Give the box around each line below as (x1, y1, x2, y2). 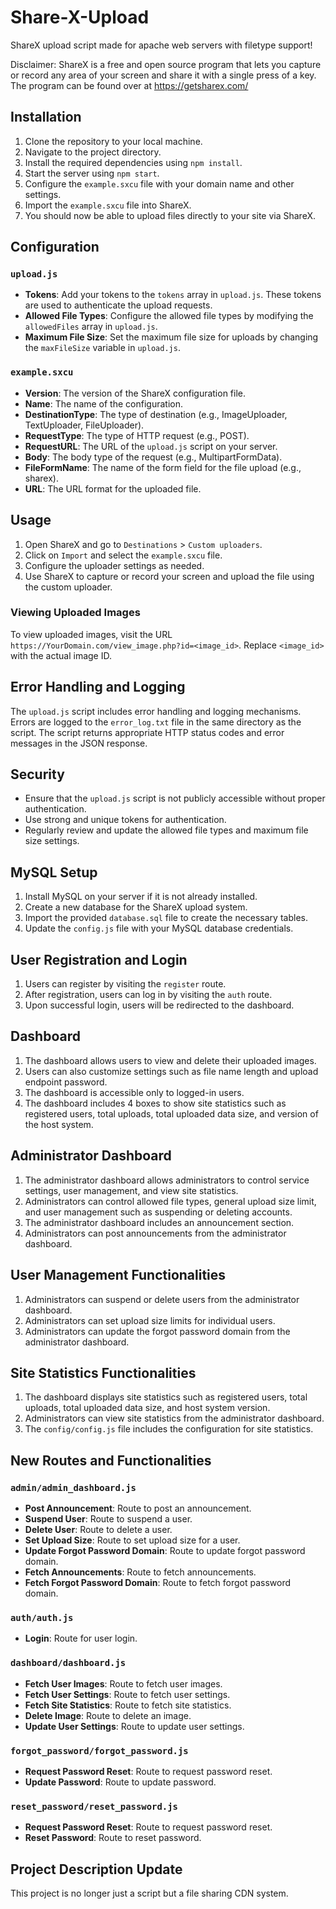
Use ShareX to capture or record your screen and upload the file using (24, 570, 315, 582)
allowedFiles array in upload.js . (24, 321, 158, 333)
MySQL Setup (10, 864, 98, 881)
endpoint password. (24, 1076, 108, 1088)
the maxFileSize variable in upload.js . (24, 342, 181, 354)
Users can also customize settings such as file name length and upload (24, 1065, 319, 1077)
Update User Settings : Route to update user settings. (24, 1720, 245, 1732)
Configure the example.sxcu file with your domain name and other (24, 177, 295, 190)
